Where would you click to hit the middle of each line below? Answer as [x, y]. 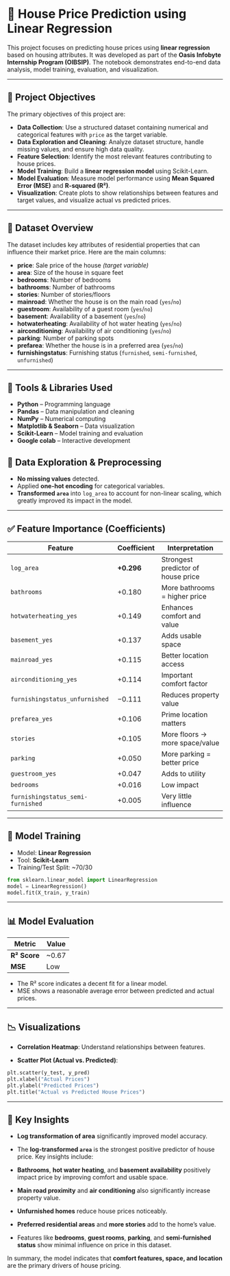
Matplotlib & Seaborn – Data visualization [76, 426]
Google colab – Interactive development [74, 441]
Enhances [177, 607]
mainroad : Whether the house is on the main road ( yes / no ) [99, 302]
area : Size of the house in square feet [70, 272]
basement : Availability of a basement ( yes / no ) [81, 316]
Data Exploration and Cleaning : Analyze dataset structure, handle [110, 142]
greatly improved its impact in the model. [75, 501]
